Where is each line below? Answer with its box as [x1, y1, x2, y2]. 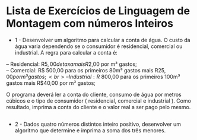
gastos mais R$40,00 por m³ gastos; [6, 79, 96, 87]
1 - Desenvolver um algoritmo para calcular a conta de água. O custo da [14, 36, 191, 43]
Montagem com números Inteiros [6, 17, 174, 30]
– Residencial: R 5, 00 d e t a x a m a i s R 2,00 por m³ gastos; [6, 61, 138, 68]
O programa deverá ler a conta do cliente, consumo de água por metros [6, 91, 182, 98]
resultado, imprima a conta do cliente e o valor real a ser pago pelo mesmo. [6, 103, 191, 110]
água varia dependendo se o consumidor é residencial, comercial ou [14, 43, 183, 50]
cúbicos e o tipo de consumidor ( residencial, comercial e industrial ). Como [6, 97, 192, 104]
